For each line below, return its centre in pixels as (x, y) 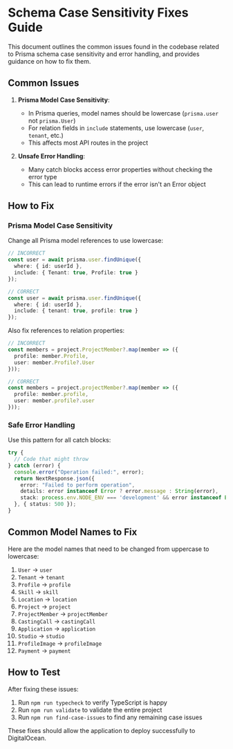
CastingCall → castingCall (57, 621)
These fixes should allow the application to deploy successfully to (102, 730)
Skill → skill (38, 592)
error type (43, 177)
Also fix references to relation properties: (66, 331)
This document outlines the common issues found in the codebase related (114, 46)
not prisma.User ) (52, 120)
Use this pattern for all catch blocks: (59, 440)
